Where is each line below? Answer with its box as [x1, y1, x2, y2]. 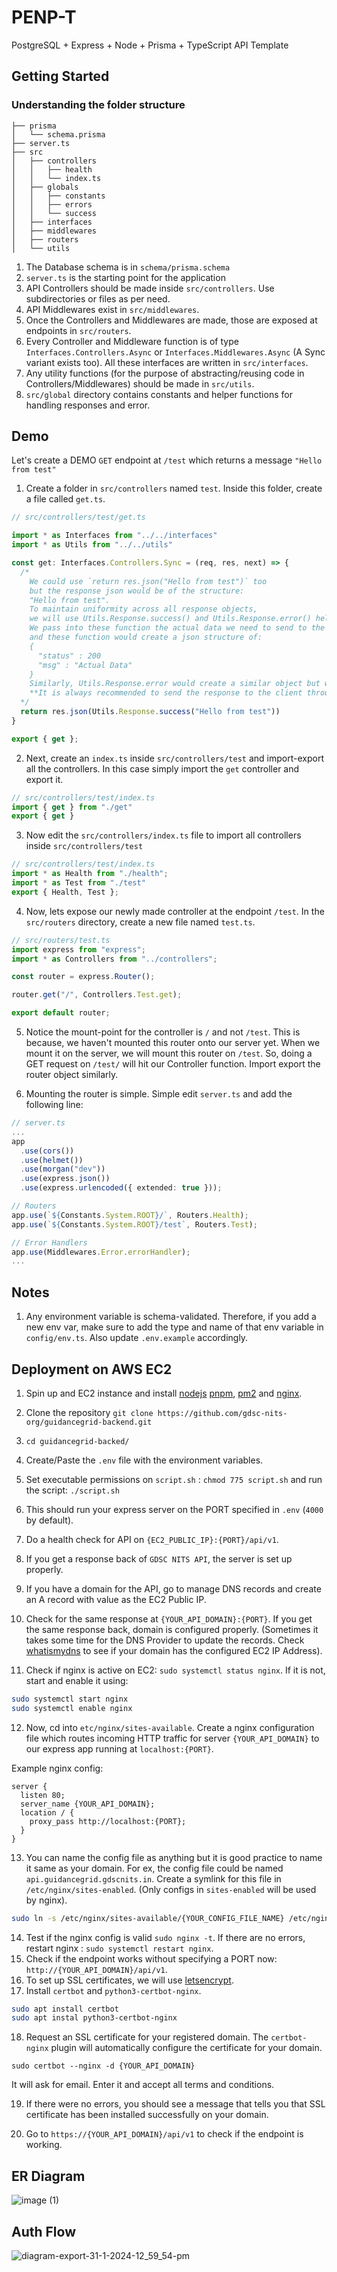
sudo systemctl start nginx [11, 1694, 129, 1704]
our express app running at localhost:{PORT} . [25, 1742, 214, 1755]
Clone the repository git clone [25, 1406, 154, 1418]
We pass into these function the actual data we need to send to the [29, 623, 326, 633]
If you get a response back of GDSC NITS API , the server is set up [25, 1552, 293, 1565]
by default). [25, 1514, 74, 1526]
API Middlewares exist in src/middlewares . [25, 303, 200, 315]
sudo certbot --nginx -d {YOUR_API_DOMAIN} [11, 2061, 196, 2071]
